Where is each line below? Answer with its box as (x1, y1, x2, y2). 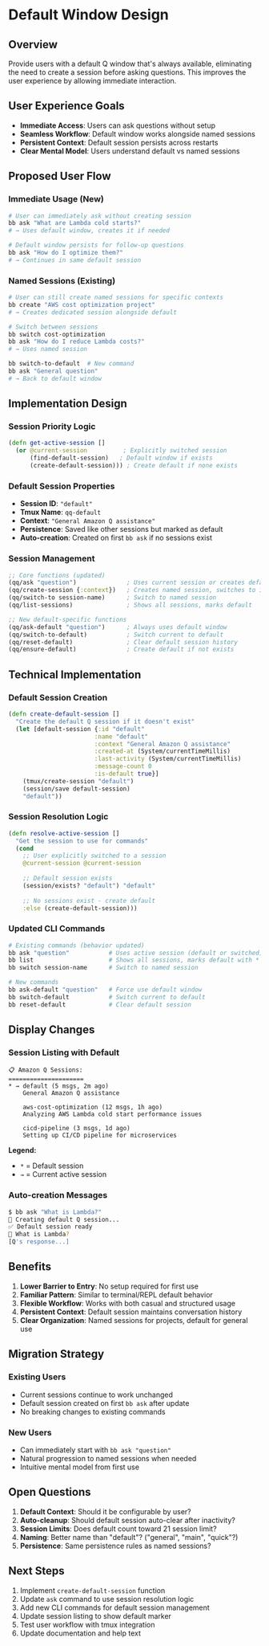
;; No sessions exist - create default (22, 897, 156, 905)
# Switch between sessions (8, 323, 98, 331)
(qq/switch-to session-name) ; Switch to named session (8, 594, 217, 602)
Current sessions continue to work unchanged (19, 1390, 174, 1399)
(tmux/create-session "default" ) (22, 777, 134, 785)
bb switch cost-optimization (8, 330, 106, 338)
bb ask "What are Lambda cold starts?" (8, 219, 142, 227)
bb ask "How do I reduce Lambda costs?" (8, 337, 146, 346)
